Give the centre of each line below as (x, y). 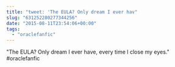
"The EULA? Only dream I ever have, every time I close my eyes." (88, 52)
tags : (13, 29)
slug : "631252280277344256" (42, 18)
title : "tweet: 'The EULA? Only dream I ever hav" (72, 12)
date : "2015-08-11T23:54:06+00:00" (52, 23)
